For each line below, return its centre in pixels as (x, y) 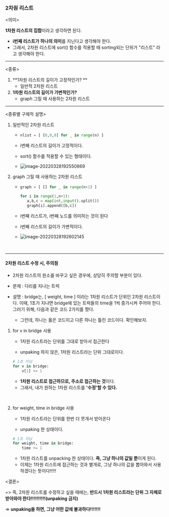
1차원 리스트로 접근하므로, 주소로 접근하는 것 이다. (67, 381)
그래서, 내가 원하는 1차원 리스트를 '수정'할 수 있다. (68, 387)
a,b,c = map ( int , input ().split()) (63, 201)
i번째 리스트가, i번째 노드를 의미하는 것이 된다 (64, 216)
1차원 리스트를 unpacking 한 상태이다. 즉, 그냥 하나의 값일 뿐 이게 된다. (88, 458)
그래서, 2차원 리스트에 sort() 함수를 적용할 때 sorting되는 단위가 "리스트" (84, 48)
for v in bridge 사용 (32, 330)
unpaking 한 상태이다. (42, 429)
